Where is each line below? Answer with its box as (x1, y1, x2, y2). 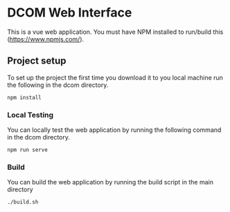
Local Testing (7, 110, 54, 119)
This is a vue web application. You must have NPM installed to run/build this (7, 28, 224, 36)
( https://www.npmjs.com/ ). (7, 35, 85, 43)
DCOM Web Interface (7, 5, 132, 21)
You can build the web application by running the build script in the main (7, 178, 213, 186)
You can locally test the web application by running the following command (7, 126, 222, 134)
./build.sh (7, 199, 39, 206)
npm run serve (7, 146, 48, 153)
